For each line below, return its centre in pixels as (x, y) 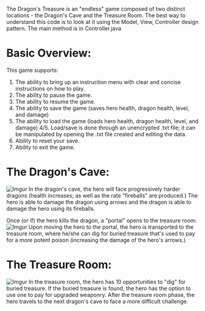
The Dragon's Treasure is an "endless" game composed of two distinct (96, 9)
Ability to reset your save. (47, 140)
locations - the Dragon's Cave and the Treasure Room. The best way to (96, 15)
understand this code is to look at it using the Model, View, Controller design (102, 22)
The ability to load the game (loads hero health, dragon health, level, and (107, 121)
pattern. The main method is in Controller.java (64, 28)
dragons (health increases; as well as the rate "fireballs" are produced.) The (102, 195)
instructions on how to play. (50, 88)
